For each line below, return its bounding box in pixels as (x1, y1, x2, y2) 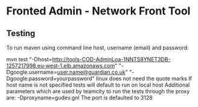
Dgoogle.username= (6, 69, 57, 76)
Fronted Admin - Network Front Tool (6, 4, 191, 18)
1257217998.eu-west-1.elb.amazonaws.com (6, 62, 115, 69)
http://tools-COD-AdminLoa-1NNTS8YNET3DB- (52, 56, 171, 63)
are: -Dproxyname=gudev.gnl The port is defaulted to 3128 (6, 94, 153, 101)
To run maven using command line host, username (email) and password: (6, 44, 189, 51)
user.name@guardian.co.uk (57, 69, 126, 76)
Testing (6, 28, 36, 38)
